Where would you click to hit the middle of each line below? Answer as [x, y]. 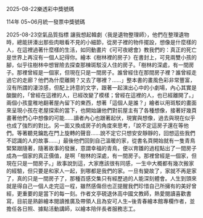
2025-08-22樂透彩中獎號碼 [40, 9]
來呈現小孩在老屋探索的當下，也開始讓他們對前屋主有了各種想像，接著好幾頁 [101, 110]
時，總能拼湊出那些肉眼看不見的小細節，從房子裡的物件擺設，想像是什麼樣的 [101, 42]
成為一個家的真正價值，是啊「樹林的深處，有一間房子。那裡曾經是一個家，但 [101, 156]
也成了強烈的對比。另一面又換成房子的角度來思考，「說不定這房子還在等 [95, 125]
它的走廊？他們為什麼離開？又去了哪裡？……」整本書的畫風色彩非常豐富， [103, 80]
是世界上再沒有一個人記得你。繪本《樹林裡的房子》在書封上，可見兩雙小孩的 [101, 57]
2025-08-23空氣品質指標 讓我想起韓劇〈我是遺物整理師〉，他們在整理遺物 [98, 35]
